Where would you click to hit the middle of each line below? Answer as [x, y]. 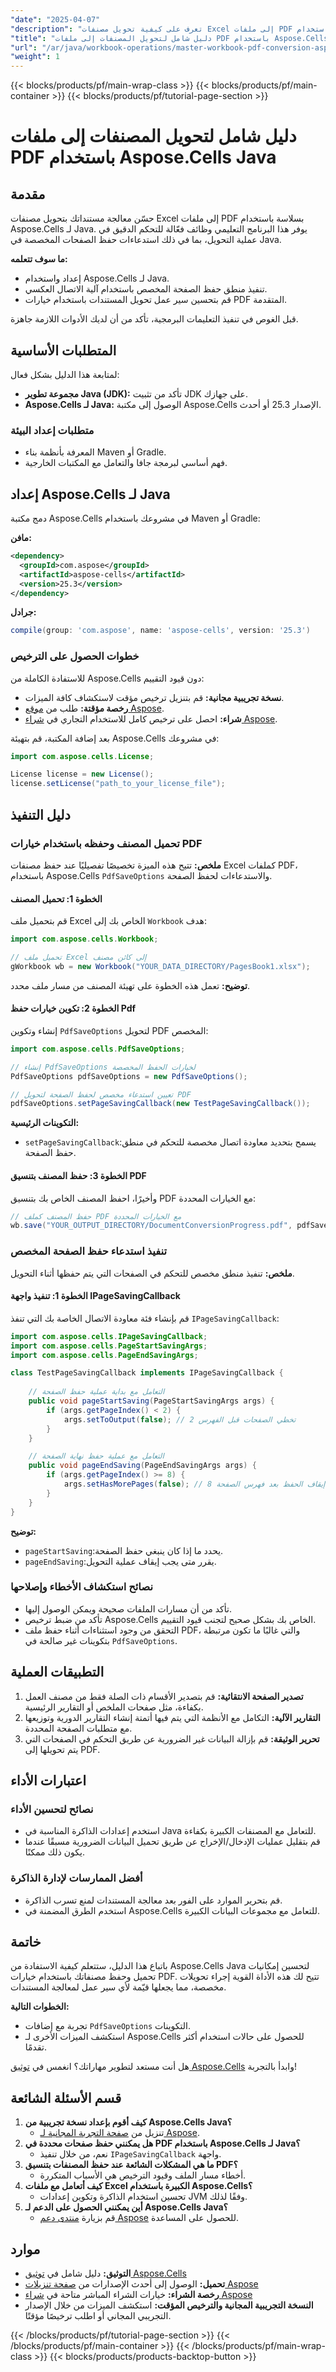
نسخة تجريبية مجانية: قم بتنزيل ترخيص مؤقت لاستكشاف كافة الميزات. [154, 697]
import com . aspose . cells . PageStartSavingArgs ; [109, 1346]
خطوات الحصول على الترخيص [75, 656]
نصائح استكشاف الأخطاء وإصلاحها [82, 1587]
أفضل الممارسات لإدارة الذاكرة [76, 1878]
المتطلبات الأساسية [63, 350]
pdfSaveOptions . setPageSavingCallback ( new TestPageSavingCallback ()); [160, 1104]
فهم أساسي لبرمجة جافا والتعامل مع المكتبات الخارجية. [126, 463]
